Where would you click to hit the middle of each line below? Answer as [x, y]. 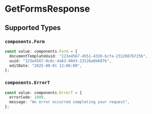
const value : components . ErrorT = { [43, 93]
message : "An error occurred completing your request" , [69, 102]
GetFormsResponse [47, 9]
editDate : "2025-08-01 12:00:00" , [46, 66]
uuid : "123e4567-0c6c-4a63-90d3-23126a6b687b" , [61, 61]
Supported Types [33, 28]
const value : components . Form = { [41, 51]
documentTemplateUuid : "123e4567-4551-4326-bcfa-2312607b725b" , [79, 56]
